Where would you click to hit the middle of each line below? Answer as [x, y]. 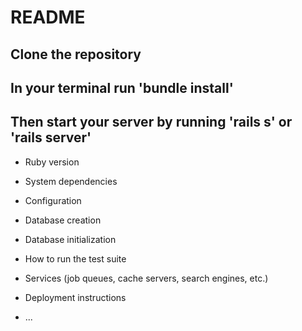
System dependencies [71, 181]
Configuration [53, 200]
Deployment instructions [75, 297]
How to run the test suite [75, 258]
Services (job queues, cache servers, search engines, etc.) [146, 278]
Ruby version [52, 162]
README [48, 17]
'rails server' [51, 137]
